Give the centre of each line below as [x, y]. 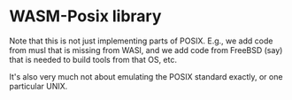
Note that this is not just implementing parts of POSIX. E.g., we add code [141, 41]
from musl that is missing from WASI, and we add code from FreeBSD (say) [146, 50]
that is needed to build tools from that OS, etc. [93, 59]
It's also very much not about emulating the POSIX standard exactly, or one [146, 76]
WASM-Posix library [85, 16]
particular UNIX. [38, 86]
